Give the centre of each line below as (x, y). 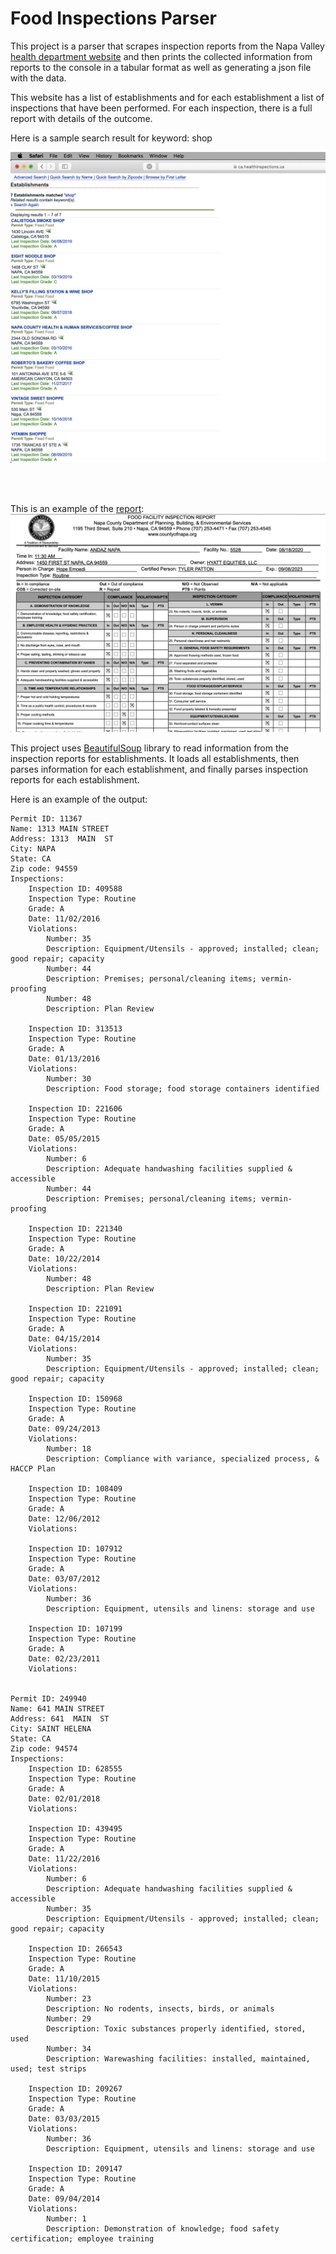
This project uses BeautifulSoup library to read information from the (149, 748)
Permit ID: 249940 (48, 1698)
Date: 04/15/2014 (64, 1338)
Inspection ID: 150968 (75, 1398)
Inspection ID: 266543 (75, 1948)
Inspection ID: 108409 (75, 1488)
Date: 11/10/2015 (64, 1978)
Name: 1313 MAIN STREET (60, 828)
